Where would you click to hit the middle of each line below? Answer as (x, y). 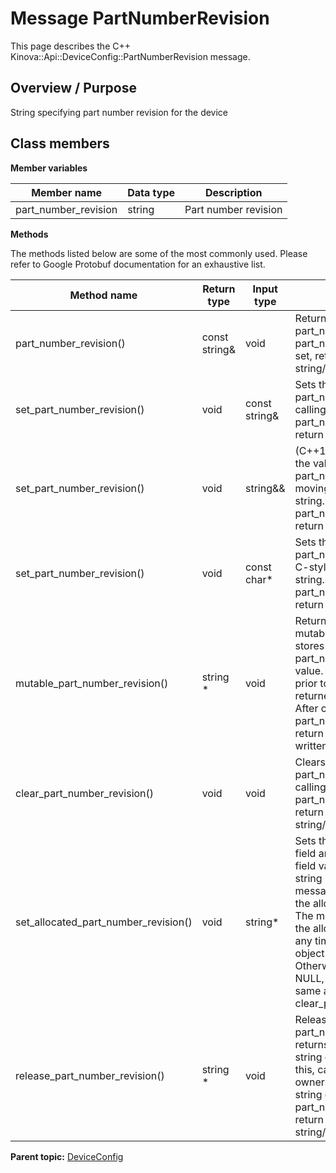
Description (234, 192)
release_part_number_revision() (90, 1075)
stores (309, 645)
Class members (60, 143)
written (311, 745)
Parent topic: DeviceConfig (67, 1156)
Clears (310, 762)
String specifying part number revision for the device (119, 112)
